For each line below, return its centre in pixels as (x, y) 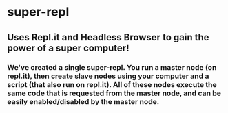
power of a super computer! (68, 48)
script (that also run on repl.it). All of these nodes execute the (112, 84)
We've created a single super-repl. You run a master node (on (112, 67)
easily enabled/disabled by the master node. (83, 101)
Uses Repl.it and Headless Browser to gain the (108, 37)
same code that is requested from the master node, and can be (114, 93)
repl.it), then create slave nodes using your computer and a (108, 76)
